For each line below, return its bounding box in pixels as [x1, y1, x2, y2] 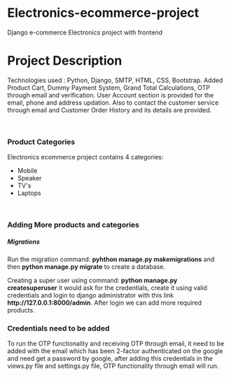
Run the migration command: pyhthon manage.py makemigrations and [7, 255, 215, 264]
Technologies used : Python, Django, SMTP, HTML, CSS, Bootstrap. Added [7, 76, 223, 84]
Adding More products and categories [7, 220, 140, 230]
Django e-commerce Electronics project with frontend [7, 28, 163, 37]
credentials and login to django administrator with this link [7, 291, 174, 300]
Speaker [17, 174, 42, 183]
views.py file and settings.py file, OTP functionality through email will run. [7, 362, 219, 370]
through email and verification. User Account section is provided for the [7, 91, 214, 99]
